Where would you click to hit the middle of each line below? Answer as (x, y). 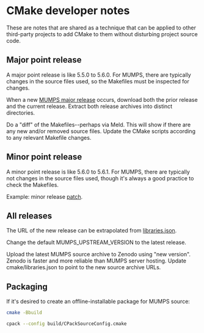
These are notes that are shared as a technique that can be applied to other (101, 28)
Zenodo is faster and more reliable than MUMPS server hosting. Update (97, 261)
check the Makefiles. (33, 185)
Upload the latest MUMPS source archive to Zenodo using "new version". (99, 255)
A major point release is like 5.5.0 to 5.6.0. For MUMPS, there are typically (99, 75)
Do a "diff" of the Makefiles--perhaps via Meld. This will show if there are (99, 124)
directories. (21, 113)
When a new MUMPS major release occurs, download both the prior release (102, 99)
